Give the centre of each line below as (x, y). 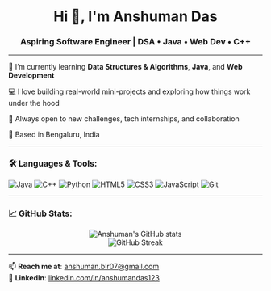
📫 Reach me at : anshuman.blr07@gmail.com (84, 267)
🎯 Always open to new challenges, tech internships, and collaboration (124, 119)
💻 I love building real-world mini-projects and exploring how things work (129, 91)
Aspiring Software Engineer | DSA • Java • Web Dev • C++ (135, 42)
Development (31, 75)
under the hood (34, 103)
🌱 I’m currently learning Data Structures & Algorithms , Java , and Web (126, 67)
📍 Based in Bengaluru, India (54, 135)
